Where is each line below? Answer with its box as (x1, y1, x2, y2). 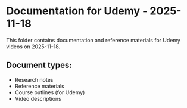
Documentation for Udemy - (6, 4, 148, 18)
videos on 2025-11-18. (6, 43, 61, 50)
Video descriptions (14, 95, 61, 102)
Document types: (6, 60, 73, 70)
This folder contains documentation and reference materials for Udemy (6, 36, 180, 44)
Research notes (14, 76, 54, 83)
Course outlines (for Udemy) (14, 88, 85, 96)
